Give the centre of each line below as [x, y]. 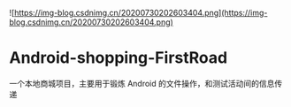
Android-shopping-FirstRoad [119, 58]
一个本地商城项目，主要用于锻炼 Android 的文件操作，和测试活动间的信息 [142, 83]
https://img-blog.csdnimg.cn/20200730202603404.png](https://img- [141, 13]
